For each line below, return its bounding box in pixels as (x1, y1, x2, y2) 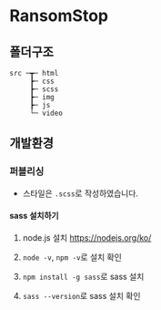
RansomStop (9, 5, 109, 26)
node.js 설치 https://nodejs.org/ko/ (22, 232, 152, 243)
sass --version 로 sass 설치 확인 (22, 290, 141, 301)
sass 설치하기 (9, 211, 59, 222)
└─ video (29, 108, 64, 118)
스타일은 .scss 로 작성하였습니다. (22, 188, 139, 199)
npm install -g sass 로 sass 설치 (22, 271, 145, 282)
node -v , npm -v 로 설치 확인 (22, 252, 123, 263)
